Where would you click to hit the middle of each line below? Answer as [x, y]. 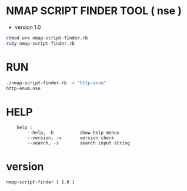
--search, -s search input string [79, 143]
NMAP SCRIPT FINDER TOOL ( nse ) [94, 11]
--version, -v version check [71, 138]
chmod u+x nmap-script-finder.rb [47, 38]
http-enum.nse [24, 88]
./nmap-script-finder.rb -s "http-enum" [56, 83]
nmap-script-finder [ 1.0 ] [41, 182]
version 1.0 [28, 27]
